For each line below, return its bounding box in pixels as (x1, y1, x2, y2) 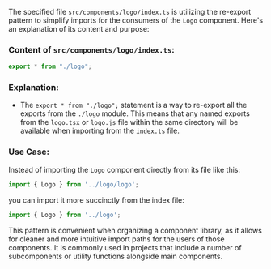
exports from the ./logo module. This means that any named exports (19, 109, 251, 118)
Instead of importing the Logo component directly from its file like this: (8, 164, 241, 174)
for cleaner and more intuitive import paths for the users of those (8, 234, 225, 244)
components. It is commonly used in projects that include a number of (8, 242, 242, 252)
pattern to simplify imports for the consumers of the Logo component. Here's (8, 15, 264, 25)
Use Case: (8, 146, 50, 157)
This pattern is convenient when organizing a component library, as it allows (8, 225, 263, 235)
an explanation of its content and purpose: (8, 24, 150, 33)
